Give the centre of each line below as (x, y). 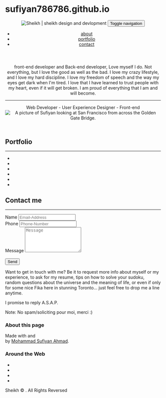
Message (15, 251)
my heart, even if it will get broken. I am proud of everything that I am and (83, 88)
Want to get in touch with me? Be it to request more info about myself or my (82, 272)
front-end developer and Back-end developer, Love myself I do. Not (83, 67)
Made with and (20, 336)
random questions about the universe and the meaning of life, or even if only (83, 283)
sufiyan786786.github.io (57, 9)
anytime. (14, 293)
